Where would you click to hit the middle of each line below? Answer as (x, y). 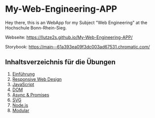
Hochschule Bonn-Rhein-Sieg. (36, 27)
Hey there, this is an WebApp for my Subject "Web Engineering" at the (76, 23)
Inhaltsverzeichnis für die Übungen (60, 62)
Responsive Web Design (37, 79)
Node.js (20, 105)
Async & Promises (31, 94)
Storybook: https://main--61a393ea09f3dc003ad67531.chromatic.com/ (77, 47)
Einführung (24, 74)
